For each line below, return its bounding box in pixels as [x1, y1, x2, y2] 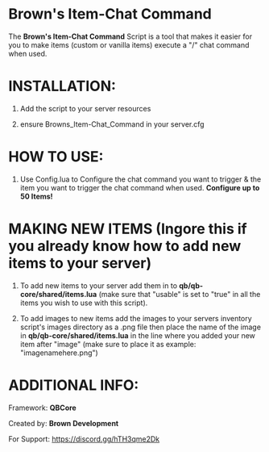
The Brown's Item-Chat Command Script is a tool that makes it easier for [8, 31, 252, 41]
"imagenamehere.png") [19, 348, 98, 358]
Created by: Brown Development [8, 418, 119, 428]
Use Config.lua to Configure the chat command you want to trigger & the [19, 174, 262, 184]
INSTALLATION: [8, 77, 117, 95]
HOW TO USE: [8, 148, 104, 166]
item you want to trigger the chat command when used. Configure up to [19, 182, 260, 192]
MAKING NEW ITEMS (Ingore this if [8, 220, 247, 238]
